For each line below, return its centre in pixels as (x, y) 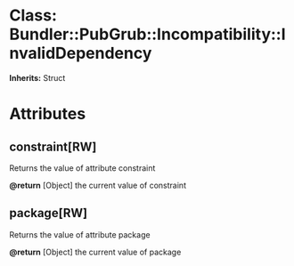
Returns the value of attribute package (80, 234)
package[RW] (48, 213)
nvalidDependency (81, 53)
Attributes (48, 114)
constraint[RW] (53, 146)
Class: (33, 16)
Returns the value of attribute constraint (82, 168)
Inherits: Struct (37, 77)
